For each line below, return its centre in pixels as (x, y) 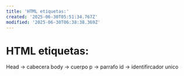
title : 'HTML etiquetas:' (37, 11)
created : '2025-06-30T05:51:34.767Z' (52, 17)
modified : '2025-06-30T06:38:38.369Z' (53, 22)
